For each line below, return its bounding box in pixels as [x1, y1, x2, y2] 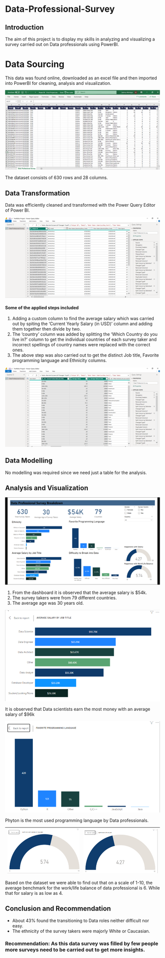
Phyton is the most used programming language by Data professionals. [5, 817, 149, 823]
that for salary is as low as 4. [5, 890, 63, 896]
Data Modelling [5, 456, 53, 465]
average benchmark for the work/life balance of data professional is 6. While [5, 884, 161, 891]
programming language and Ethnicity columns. [12, 358, 107, 364]
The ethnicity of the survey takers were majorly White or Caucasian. [12, 928, 150, 934]
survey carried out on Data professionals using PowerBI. [5, 41, 119, 47]
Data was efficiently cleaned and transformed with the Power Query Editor [5, 202, 156, 208]
